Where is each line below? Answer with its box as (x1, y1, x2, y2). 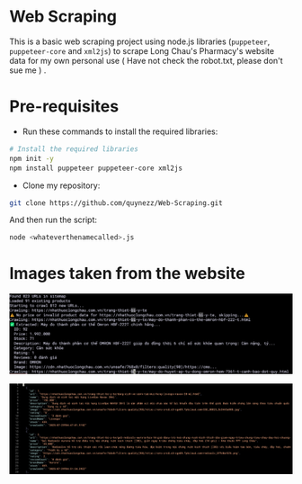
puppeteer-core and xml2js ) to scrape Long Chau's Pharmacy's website (9, 45, 275, 56)
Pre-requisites (9, 96, 120, 117)
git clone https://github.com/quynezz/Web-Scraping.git (9, 198, 223, 208)
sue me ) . (9, 65, 47, 76)
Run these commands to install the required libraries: (22, 126, 218, 137)
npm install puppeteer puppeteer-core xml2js (9, 164, 182, 173)
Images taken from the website (9, 264, 245, 284)
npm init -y (9, 154, 54, 163)
